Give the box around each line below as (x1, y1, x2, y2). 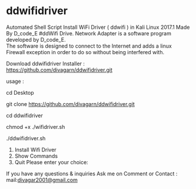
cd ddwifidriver (6, 112, 43, 119)
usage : (6, 78, 25, 85)
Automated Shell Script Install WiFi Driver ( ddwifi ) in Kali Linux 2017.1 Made (6, 24, 190, 31)
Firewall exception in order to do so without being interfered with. (6, 48, 165, 55)
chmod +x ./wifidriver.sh (6, 123, 65, 130)
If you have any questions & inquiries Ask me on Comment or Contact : (6, 170, 178, 177)
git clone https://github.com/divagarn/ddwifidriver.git (6, 100, 135, 107)
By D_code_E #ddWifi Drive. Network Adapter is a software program (6, 29, 172, 37)
